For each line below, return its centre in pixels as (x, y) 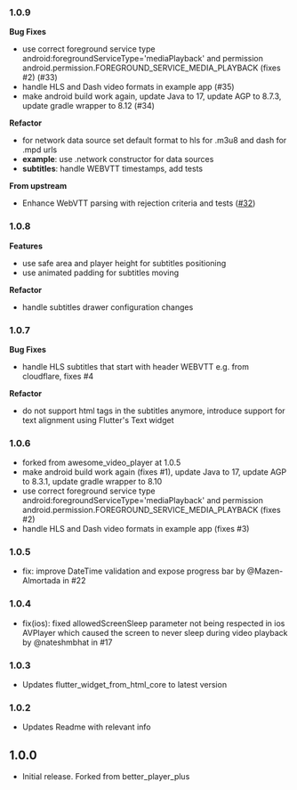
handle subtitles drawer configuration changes (108, 307)
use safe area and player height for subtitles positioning (124, 263)
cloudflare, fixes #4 (58, 376)
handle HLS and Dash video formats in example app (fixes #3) (136, 529)
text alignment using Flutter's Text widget (98, 419)
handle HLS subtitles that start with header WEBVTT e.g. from (136, 366)
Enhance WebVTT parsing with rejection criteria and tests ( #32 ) (139, 203)
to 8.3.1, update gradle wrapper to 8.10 (92, 482)
